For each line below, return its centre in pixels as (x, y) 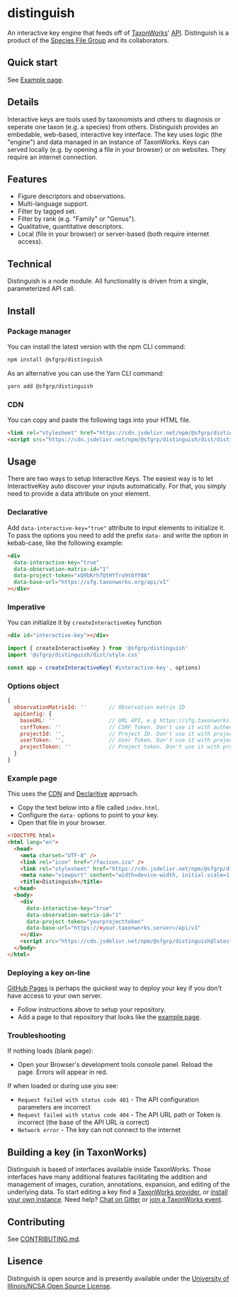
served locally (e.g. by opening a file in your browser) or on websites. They (117, 149)
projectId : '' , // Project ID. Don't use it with (115, 734)
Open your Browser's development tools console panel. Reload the (115, 1065)
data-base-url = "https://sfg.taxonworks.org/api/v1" (92, 582)
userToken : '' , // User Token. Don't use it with (115, 740)
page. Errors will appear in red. (63, 1072)
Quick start (33, 63)
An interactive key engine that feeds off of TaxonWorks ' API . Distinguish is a (118, 33)
